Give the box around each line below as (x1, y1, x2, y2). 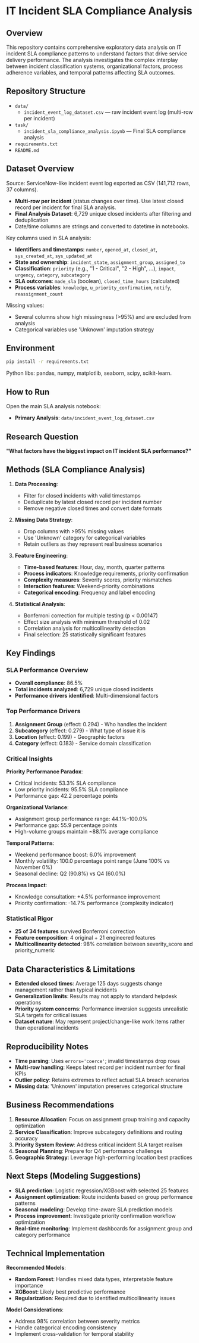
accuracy (14, 1134, 38, 1142)
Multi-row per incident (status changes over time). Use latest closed (14, 197, 184, 204)
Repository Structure (6, 86, 86, 97)
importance (14, 1282, 43, 1289)
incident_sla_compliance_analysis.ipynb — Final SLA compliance (23, 127, 186, 135)
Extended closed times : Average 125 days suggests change (14, 980, 163, 987)
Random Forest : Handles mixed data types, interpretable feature (14, 1276, 173, 1283)
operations (14, 999, 42, 1006)
